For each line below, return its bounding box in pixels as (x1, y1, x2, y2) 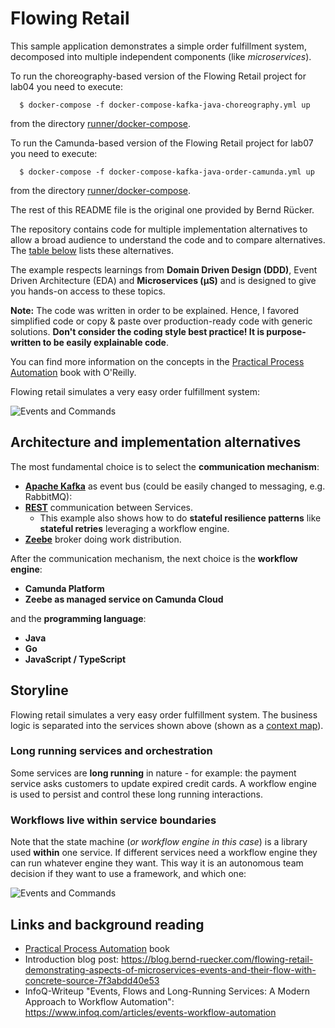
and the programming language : (10, 612, 147, 624)
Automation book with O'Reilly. (10, 366, 137, 378)
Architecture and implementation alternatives (10, 434, 302, 451)
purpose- (266, 325, 307, 337)
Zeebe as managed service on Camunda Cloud (24, 593, 224, 605)
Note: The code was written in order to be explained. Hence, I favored (10, 304, 300, 316)
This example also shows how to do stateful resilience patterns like (39, 512, 322, 524)
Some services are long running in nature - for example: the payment (10, 767, 297, 779)
